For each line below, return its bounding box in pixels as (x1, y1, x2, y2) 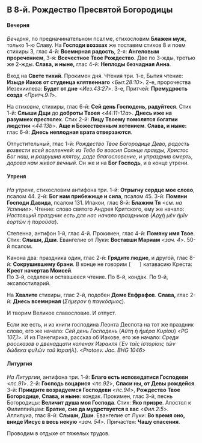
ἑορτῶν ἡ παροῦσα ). (7, 218, 59, 225)
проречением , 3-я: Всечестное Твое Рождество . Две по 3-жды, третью (7, 54, 196, 61)
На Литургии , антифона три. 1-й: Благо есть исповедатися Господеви (7, 373, 189, 381)
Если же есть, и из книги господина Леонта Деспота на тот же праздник (7, 321, 194, 328)
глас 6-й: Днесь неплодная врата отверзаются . (7, 128, 133, 136)
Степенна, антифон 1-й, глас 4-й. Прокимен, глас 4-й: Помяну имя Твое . (7, 229, 195, 237)
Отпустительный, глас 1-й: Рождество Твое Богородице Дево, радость (7, 140, 190, 147)
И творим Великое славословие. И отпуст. (7, 309, 117, 316)
